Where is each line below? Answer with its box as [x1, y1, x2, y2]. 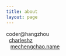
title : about [6, 8, 38, 15]
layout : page [6, 14, 38, 20]
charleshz [8, 37, 33, 44]
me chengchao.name [10, 42, 60, 50]
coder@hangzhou [6, 30, 50, 37]
